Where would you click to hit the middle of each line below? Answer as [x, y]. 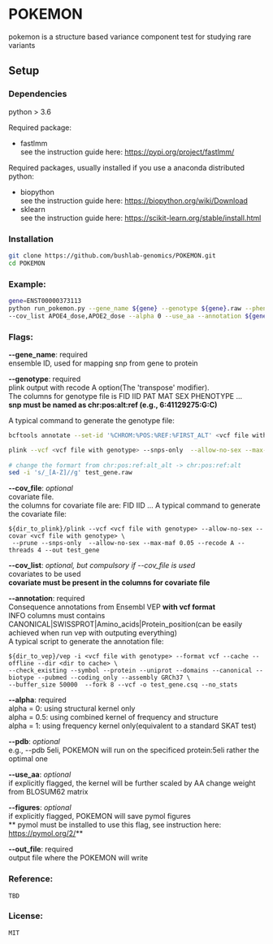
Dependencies [38, 94]
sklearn [33, 209]
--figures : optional [40, 808]
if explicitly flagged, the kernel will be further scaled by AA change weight [132, 783]
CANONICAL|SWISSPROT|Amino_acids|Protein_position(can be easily [125, 624]
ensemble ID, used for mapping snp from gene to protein [103, 363]
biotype [22, 678]
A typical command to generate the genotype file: [91, 420]
